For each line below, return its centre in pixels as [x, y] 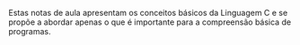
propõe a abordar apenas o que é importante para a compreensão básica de [150, 22]
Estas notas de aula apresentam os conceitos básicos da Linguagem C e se [148, 13]
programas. [30, 31]
